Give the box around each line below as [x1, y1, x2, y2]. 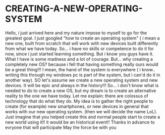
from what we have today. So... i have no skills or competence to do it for [5, 45, 154, 51]
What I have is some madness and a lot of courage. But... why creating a [5, 56, 153, 62]
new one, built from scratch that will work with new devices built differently [5, 40, 159, 46]
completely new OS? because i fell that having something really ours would [5, 61, 159, 67]
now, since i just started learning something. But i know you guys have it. [5, 50, 154, 57]
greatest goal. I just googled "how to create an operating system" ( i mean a [5, 35, 160, 41]
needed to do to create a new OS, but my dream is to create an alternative [5, 88, 156, 93]
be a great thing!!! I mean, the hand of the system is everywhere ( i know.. [5, 66, 155, 72]
